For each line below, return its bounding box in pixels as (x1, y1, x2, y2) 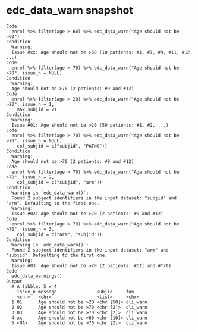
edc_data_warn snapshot (6, 4, 134, 17)
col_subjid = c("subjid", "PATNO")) (17, 143, 108, 149)
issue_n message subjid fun (17, 289, 134, 295)
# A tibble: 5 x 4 (11, 283, 58, 289)
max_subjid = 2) (17, 107, 58, 112)
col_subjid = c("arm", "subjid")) (17, 231, 102, 237)
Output (6, 278, 23, 284)
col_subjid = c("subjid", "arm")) (17, 179, 102, 185)
